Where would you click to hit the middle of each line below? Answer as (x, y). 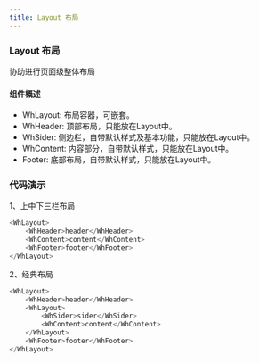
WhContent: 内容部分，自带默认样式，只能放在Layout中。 (128, 149)
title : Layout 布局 (44, 17)
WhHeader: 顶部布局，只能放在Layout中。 (99, 127)
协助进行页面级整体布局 (52, 71)
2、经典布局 (31, 274)
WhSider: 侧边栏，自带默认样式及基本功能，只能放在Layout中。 (138, 137)
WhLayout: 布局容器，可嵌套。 (78, 115)
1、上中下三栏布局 (42, 206)
